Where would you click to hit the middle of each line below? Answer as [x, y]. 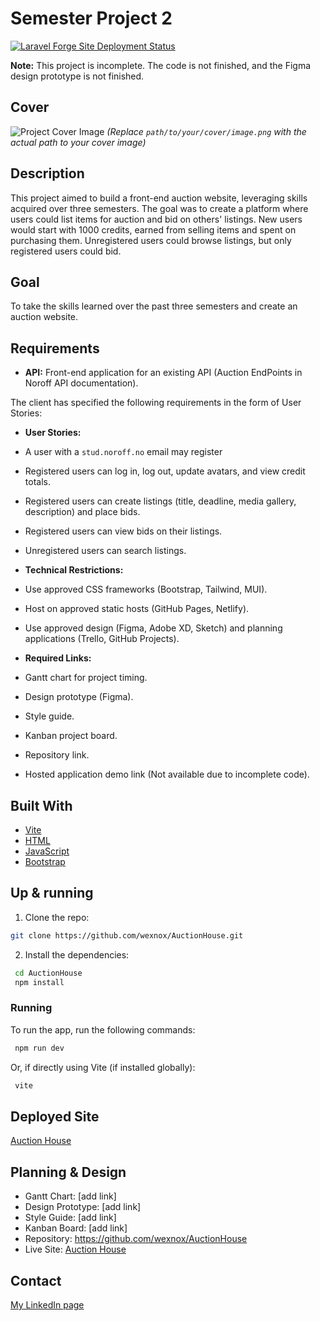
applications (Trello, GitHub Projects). [102, 639]
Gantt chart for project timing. [86, 678]
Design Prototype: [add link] [83, 1207]
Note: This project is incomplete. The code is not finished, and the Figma [161, 65]
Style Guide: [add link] [70, 1218]
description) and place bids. [82, 512]
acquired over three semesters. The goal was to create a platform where [159, 208]
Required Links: [58, 658]
